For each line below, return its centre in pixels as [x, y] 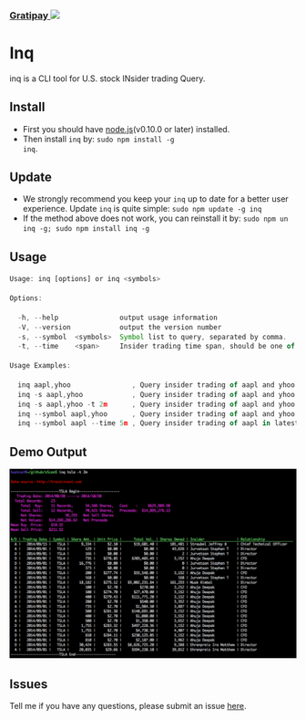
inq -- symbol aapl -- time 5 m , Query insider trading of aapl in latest [158, 423]
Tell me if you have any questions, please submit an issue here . [128, 706]
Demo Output [48, 452]
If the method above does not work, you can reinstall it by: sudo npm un [155, 218]
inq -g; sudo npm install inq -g [86, 229]
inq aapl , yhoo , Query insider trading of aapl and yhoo [157, 385]
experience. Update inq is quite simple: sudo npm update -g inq [142, 209]
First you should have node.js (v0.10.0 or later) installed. [126, 129]
